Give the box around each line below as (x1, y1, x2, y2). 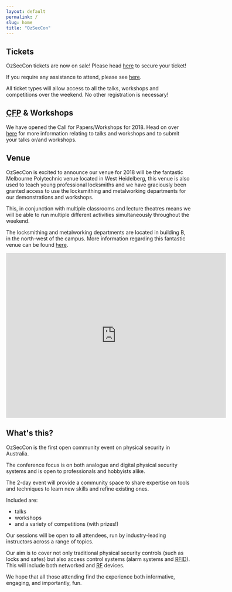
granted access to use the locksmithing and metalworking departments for (6, 187, 186, 194)
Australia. (6, 450, 29, 457)
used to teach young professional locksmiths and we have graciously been (6, 181, 186, 188)
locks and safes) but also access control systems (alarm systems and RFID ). (6, 555, 190, 563)
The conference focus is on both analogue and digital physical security (6, 461, 178, 468)
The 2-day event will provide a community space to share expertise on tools (6, 479, 190, 486)
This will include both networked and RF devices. (6, 562, 125, 569)
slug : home (6, 19, 33, 25)
